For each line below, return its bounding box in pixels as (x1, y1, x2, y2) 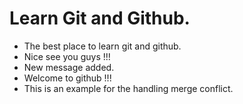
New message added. (23, 61, 115, 73)
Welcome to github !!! (23, 72, 112, 84)
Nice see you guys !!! (23, 50, 111, 62)
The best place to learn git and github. (23, 40, 182, 52)
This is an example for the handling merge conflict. (23, 82, 234, 94)
